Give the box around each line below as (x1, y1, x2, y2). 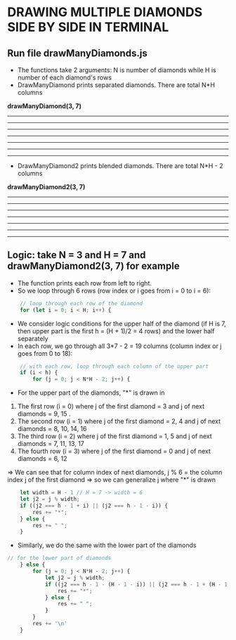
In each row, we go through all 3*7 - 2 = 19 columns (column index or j (17, 342, 222, 350)
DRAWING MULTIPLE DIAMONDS (7, 4, 202, 20)
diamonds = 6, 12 (17, 454, 68, 463)
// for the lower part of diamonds (7, 555, 112, 562)
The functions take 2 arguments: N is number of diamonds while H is (17, 66, 216, 74)
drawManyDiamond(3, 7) (7, 102, 82, 110)
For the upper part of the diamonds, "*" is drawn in (17, 388, 165, 397)
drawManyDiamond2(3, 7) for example (7, 260, 181, 272)
